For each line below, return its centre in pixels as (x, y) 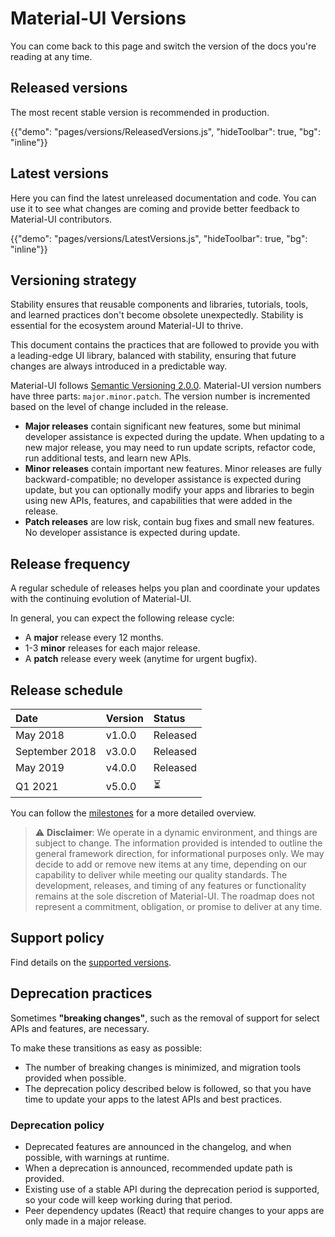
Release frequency (70, 563)
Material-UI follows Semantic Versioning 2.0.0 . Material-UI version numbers (166, 386)
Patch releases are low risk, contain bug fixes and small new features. (169, 522)
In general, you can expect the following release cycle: (122, 618)
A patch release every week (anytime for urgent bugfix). (141, 659)
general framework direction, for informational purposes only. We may (179, 853)
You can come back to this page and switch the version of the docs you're (163, 46)
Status (169, 718)
